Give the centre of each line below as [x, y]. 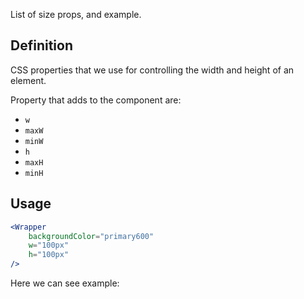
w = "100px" [49, 245]
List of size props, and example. [76, 14]
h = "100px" [49, 255]
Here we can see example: [65, 283]
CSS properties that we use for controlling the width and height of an [152, 70]
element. [28, 80]
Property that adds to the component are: [96, 100]
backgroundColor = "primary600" [91, 236]
